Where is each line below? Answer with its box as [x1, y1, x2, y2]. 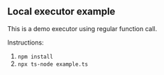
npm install [17, 53, 53, 60]
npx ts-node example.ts [17, 60, 89, 68]
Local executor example [7, 6, 116, 18]
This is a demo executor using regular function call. [7, 24, 158, 33]
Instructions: [7, 38, 44, 47]
